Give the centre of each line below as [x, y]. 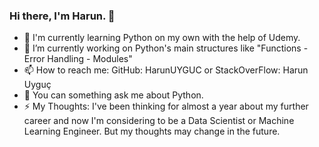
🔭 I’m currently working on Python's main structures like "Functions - [166, 48]
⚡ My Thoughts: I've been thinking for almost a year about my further [166, 106]
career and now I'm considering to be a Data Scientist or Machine [159, 121]
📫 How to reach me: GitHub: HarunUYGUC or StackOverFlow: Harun [166, 70]
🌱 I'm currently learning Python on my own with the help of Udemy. [162, 38]
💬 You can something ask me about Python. [113, 95]
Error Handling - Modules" [78, 59]
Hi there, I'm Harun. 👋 [62, 16]
